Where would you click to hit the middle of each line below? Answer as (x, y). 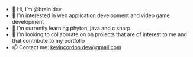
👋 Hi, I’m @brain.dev (37, 9)
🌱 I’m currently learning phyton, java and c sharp (71, 28)
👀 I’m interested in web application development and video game (91, 15)
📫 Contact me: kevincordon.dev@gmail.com (66, 47)
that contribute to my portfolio (48, 41)
